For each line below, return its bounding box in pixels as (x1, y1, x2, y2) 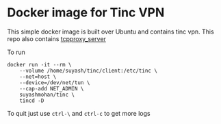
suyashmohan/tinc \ (19, 91, 75, 98)
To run (7, 48, 26, 56)
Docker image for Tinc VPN (7, 5, 165, 21)
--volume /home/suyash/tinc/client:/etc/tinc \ (19, 67, 157, 74)
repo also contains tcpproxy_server (7, 34, 106, 42)
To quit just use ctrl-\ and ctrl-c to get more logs (7, 109, 151, 117)
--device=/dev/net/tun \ (19, 79, 90, 86)
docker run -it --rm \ (7, 61, 72, 68)
